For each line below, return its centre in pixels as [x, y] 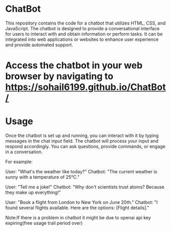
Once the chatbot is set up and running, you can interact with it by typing [82, 135]
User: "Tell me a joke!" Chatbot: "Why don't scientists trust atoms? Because [85, 187]
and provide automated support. [39, 44]
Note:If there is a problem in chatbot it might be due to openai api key [78, 218]
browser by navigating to [59, 76]
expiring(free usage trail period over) [44, 223]
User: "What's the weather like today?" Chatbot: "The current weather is [81, 172]
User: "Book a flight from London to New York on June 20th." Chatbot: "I [82, 202]
